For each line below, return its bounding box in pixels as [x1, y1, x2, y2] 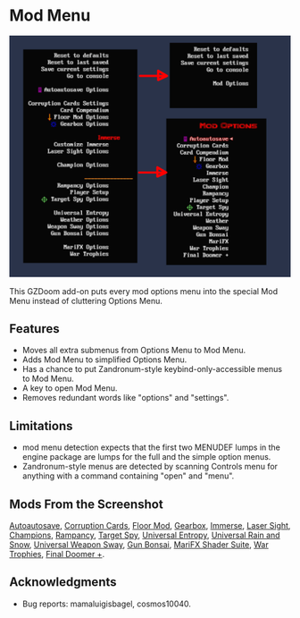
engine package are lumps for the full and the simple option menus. [21, 452, 271, 462]
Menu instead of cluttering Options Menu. [9, 295, 163, 306]
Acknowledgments [9, 574, 118, 590]
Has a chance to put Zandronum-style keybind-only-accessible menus [21, 364, 283, 375]
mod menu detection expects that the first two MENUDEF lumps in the [21, 442, 281, 453]
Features [9, 321, 60, 336]
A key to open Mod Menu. [21, 383, 118, 394]
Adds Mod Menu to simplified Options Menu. [21, 354, 187, 365]
